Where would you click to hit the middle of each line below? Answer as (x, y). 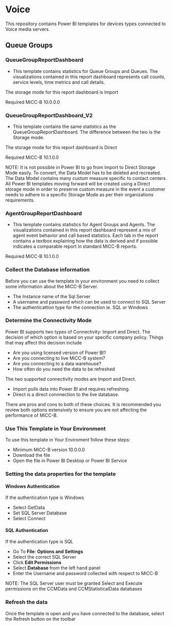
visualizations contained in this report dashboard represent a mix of (84, 230)
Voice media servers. (28, 29)
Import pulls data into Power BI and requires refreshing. (71, 389)
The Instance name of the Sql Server (52, 296)
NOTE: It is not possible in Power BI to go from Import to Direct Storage (80, 167)
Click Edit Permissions (37, 563)
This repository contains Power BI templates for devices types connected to (85, 24)
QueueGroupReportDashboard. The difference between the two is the (87, 132)
